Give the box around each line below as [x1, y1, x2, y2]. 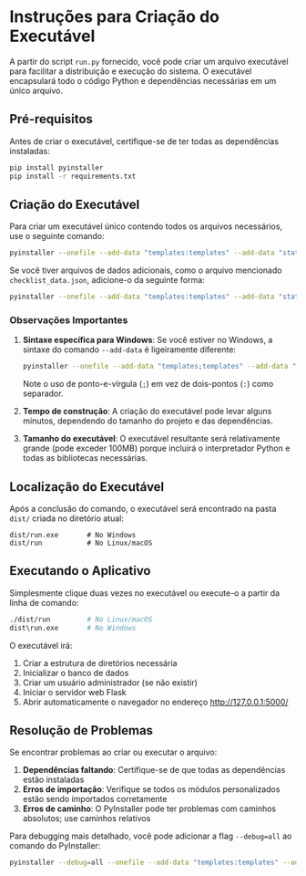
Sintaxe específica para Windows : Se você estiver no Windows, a [22, 335, 273, 346]
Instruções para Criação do [9, 6, 220, 27]
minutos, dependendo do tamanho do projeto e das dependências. [22, 415, 273, 426]
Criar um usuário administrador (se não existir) [22, 677, 199, 688]
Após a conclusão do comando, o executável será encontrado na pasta [9, 504, 277, 515]
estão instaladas [22, 774, 85, 786]
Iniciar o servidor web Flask [22, 686, 127, 697]
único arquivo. [9, 85, 64, 96]
